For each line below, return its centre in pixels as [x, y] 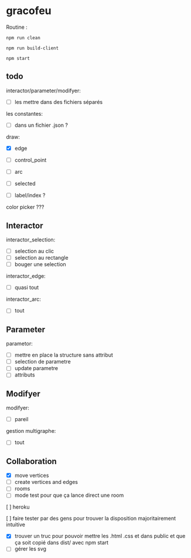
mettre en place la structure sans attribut [64, 355]
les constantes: [24, 113]
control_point [30, 160]
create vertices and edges [46, 482]
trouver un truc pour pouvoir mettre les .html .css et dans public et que [100, 536]
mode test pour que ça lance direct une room [69, 495]
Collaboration [31, 461]
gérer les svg [30, 549]
